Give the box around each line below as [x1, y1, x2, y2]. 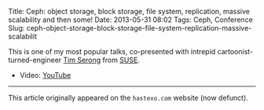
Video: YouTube [19, 71, 71, 79]
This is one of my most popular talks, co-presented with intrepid [8, 47, 216, 56]
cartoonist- [217, 47, 254, 56]
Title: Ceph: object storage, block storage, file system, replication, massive [8, 7, 250, 16]
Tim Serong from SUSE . [63, 55, 140, 64]
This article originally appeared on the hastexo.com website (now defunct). [8, 93, 249, 102]
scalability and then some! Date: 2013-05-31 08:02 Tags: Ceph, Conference [8, 15, 253, 24]
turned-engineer [8, 55, 62, 64]
